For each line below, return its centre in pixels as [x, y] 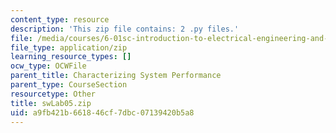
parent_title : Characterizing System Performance [116, 76]
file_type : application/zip [69, 47]
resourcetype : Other [53, 94]
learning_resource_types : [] [71, 57]
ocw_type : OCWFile [48, 66]
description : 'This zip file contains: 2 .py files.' [125, 29]
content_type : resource [60, 19]
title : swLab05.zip [51, 103]
